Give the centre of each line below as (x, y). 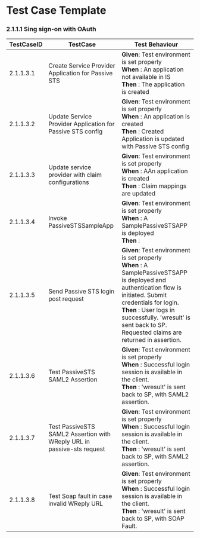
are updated (139, 194)
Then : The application (153, 84)
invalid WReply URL (76, 504)
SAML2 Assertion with (80, 434)
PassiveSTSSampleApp (81, 226)
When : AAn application (155, 171)
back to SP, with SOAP (153, 519)
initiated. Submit (144, 295)
